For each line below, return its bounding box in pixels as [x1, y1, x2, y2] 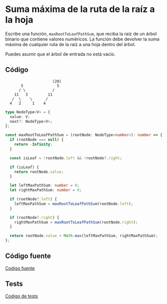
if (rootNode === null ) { [10, 137, 64, 142]
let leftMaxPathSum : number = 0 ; [10, 183, 80, 188]
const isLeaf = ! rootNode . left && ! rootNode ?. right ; [10, 155, 122, 161]
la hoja [5, 14, 34, 26]
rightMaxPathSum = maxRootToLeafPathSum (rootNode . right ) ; [14, 219, 138, 225]
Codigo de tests [5, 293, 39, 299]
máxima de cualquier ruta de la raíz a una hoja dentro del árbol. [5, 41, 136, 47]
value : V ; [10, 114, 30, 119]
